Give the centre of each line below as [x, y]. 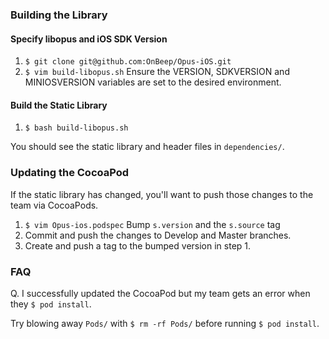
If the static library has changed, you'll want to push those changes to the [162, 194]
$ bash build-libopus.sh [76, 128]
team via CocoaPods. [54, 205]
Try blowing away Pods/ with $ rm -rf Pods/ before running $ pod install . [165, 323]
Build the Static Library [59, 105]
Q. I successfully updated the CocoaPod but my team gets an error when [160, 293]
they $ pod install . [51, 304]
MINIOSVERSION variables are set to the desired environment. [153, 82]
